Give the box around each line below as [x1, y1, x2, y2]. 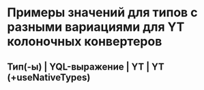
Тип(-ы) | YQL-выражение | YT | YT [7, 61, 165, 72]
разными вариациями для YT [7, 19, 185, 35]
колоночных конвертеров [7, 34, 162, 49]
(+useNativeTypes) [7, 72, 91, 83]
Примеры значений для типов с [7, 5, 198, 20]
